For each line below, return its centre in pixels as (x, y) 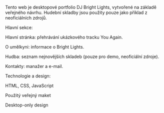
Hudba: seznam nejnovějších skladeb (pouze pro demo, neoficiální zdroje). (82, 56)
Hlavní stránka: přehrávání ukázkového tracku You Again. (64, 37)
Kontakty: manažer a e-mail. (34, 66)
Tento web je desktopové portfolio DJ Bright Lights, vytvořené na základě (81, 7)
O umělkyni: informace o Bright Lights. (45, 47)
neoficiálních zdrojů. (26, 18)
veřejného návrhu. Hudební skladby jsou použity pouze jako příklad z (76, 12)
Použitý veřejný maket (28, 95)
